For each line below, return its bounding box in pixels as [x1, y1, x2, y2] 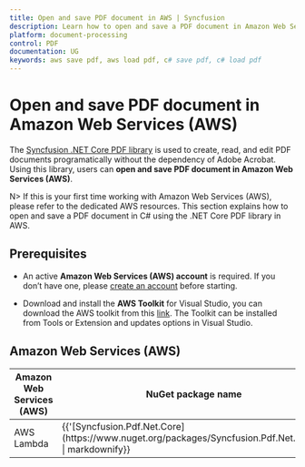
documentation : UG [9, 47, 79, 56]
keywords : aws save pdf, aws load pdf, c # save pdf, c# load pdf [9, 56, 261, 65]
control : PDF [9, 38, 59, 48]
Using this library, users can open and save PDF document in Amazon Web [9, 163, 293, 174]
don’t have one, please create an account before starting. [22, 279, 238, 291]
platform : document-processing [9, 30, 128, 39]
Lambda [14, 437, 49, 450]
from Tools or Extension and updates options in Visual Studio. [22, 317, 253, 328]
